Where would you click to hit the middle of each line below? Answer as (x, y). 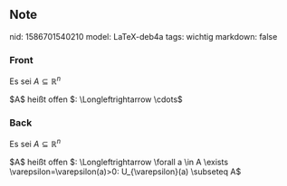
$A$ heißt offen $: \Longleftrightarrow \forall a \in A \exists (119, 162)
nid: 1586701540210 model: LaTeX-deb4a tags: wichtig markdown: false (143, 36)
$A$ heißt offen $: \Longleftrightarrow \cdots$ (96, 99)
